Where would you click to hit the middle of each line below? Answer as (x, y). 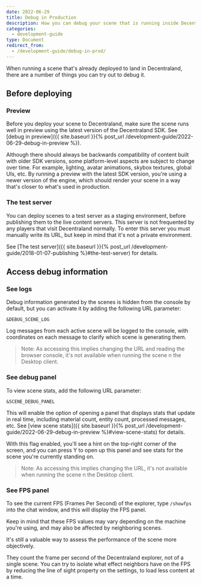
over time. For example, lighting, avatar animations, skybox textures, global (99, 168)
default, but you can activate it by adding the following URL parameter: (94, 309)
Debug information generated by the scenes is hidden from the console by (99, 302)
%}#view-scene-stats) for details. (143, 432)
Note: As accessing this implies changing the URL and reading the (103, 349)
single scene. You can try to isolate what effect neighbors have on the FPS (98, 564)
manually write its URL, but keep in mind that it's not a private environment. (99, 235)
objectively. (20, 546)
